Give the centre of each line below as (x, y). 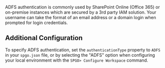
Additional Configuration (44, 38)
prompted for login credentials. (36, 23)
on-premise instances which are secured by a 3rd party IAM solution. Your (81, 12)
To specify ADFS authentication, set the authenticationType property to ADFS (83, 50)
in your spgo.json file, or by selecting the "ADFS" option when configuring (80, 55)
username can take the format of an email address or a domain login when (81, 17)
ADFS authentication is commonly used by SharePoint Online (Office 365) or (82, 7)
